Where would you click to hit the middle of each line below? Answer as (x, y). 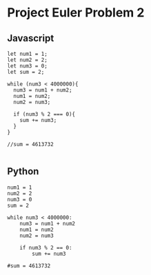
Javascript (31, 38)
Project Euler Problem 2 (76, 13)
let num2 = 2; (28, 60)
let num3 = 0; (28, 66)
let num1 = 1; (28, 54)
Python (23, 171)
